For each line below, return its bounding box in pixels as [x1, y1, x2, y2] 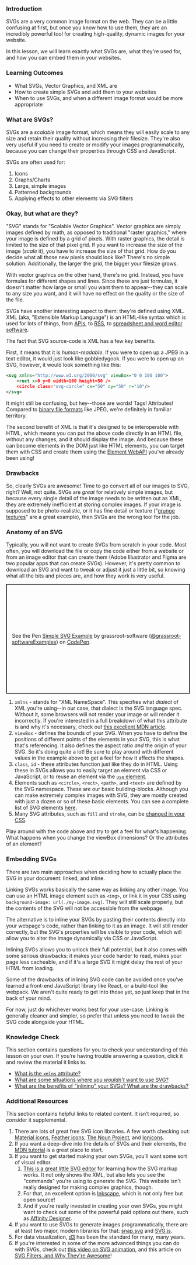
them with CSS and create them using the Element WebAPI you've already [6, 448, 184, 455]
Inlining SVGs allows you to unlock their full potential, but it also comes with [6, 946, 188, 953]
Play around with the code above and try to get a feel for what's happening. [6, 828, 188, 835]
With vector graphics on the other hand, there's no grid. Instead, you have [6, 271, 184, 279]
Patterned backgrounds [14, 188, 72, 195]
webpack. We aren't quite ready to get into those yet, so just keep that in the [6, 988, 190, 995]
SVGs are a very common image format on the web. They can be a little [6, 18, 178, 25]
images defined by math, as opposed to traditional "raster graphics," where [6, 229, 187, 236]
